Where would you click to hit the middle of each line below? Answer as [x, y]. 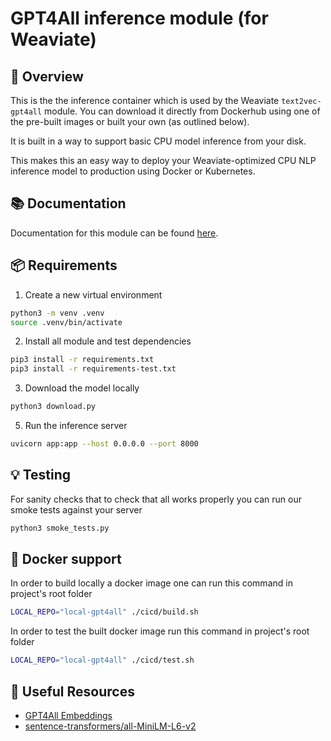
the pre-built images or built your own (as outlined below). [130, 121]
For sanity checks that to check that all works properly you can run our [156, 499]
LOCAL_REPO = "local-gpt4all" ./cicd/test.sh [102, 660]
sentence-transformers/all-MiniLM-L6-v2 [110, 726]
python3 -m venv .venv [57, 313]
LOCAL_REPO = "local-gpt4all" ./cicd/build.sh [104, 612]
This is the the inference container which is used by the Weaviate [145, 100]
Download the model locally [82, 388]
